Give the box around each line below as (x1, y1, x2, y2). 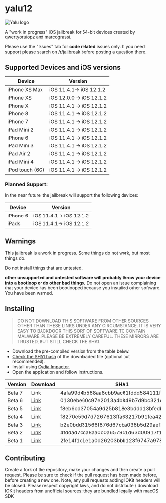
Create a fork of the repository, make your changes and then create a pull (5, 467, 155, 473)
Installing (5, 304, 35, 313)
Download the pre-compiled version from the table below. (12, 348, 130, 354)
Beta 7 (7, 389, 23, 396)
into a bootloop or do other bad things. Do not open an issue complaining (5, 280, 157, 286)
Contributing (5, 454, 45, 463)
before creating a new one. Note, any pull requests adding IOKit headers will (5, 477, 161, 483)
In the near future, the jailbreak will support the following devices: (5, 192, 139, 198)
